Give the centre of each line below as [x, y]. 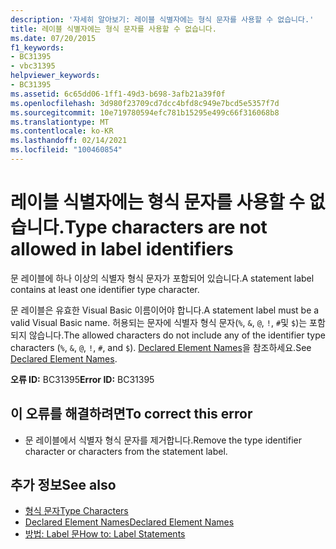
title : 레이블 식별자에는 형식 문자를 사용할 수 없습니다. [113, 29]
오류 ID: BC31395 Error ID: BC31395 [82, 379]
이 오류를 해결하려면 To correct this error [131, 414]
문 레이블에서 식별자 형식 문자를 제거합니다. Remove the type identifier [163, 440]
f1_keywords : [37, 47]
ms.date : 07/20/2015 [53, 38]
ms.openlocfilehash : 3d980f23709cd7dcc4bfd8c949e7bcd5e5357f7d [145, 103]
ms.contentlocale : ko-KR [62, 131]
